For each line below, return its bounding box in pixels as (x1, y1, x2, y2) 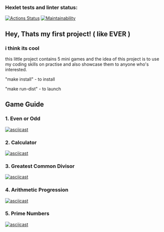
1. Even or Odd (5, 115, 41, 122)
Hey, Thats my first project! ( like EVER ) (5, 29, 130, 38)
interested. (5, 66, 27, 72)
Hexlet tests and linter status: (5, 4, 78, 11)
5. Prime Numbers (5, 210, 50, 217)
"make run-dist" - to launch (5, 86, 61, 92)
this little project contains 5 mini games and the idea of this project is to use (5, 56, 160, 62)
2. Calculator (5, 139, 37, 146)
